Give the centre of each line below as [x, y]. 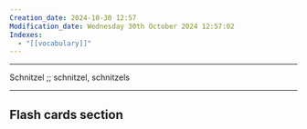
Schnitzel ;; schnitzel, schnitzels [70, 77]
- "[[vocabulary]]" [55, 43]
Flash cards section [66, 114]
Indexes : [26, 35]
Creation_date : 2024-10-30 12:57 [73, 18]
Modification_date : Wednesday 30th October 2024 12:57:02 [122, 26]
